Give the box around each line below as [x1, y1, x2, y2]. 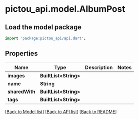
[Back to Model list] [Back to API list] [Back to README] [5, 109, 117, 115]
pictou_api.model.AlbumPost [5, 3, 125, 15]
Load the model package [5, 23, 82, 31]
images [7, 72, 25, 79]
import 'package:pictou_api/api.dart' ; [5, 36, 86, 41]
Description [85, 64, 113, 71]
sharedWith [7, 88, 36, 95]
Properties [5, 49, 38, 58]
